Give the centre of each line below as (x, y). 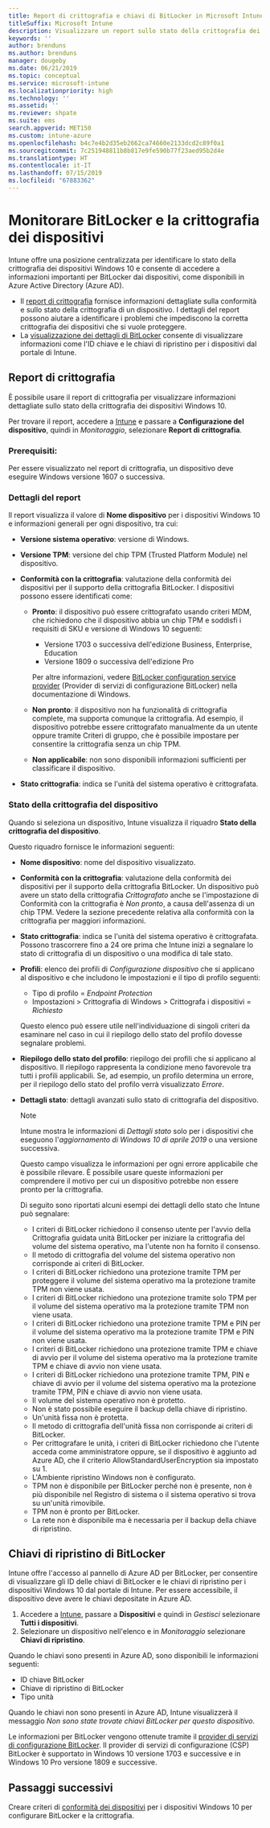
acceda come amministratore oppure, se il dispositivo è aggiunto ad (144, 1451)
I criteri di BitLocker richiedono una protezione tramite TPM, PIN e (141, 1375)
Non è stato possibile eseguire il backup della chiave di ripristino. (139, 1408)
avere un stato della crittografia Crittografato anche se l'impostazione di (139, 895)
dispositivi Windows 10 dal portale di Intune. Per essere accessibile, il (123, 1590)
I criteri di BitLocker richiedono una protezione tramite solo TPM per (144, 1297)
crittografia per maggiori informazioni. (83, 920)
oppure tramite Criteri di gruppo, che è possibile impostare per (135, 736)
